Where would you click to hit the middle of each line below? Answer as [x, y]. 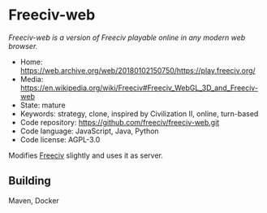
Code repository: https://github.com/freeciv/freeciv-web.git [120, 122]
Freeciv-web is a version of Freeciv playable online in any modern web [127, 37]
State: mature [43, 105]
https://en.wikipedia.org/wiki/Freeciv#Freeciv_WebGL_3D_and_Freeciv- [139, 88]
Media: [32, 79]
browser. [23, 46]
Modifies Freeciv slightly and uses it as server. [86, 155]
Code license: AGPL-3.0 [60, 139]
